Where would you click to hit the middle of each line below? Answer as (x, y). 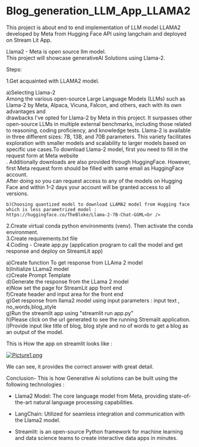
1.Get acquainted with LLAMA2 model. (53, 81)
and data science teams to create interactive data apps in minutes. (96, 437)
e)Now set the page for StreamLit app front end (64, 288)
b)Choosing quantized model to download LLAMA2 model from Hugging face (98, 204)
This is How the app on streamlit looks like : (59, 344)
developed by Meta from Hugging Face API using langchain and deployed (97, 33)
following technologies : (35, 384)
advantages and (26, 111)
